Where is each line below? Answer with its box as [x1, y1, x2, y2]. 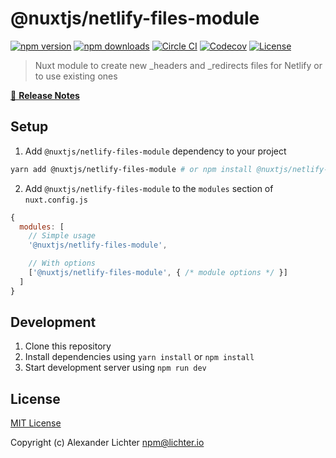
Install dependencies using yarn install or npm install [24, 351, 255, 363]
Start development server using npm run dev [24, 362, 207, 374]
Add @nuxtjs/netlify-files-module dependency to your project [24, 145, 287, 157]
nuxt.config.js [24, 195, 89, 205]
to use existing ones [34, 70, 118, 82]
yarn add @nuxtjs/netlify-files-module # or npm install [10, 164, 253, 174]
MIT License [10, 417, 62, 429]
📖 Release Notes [10, 89, 80, 101]
